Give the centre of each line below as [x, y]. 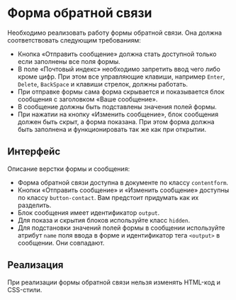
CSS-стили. [25, 289]
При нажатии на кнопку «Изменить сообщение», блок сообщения [118, 114]
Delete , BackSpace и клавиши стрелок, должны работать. [103, 84]
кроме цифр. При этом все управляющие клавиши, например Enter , [121, 77]
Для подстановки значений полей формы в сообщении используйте [121, 228]
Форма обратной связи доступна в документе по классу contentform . [123, 182]
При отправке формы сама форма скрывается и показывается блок [121, 91]
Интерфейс [34, 151]
